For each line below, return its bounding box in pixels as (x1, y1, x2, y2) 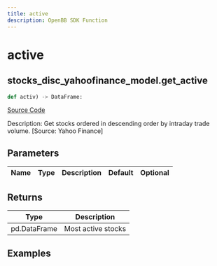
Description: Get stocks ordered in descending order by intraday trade (7, 120, 210, 128)
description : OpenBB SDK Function (7, 17, 108, 24)
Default (108, 168, 134, 178)
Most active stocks (64, 224, 127, 233)
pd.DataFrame (10, 224, 58, 233)
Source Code (7, 106, 45, 114)
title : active (7, 10, 49, 17)
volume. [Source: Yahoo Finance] (7, 127, 104, 135)
